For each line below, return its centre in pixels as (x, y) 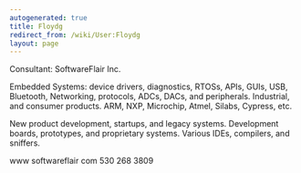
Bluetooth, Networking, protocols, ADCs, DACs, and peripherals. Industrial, (150, 97)
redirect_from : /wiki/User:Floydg (75, 35)
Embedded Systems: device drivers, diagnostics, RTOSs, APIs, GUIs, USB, (149, 86)
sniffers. (25, 143)
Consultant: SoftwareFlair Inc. (65, 69)
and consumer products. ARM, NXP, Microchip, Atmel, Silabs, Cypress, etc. (151, 107)
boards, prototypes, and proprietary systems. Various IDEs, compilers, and (150, 134)
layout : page (34, 43)
